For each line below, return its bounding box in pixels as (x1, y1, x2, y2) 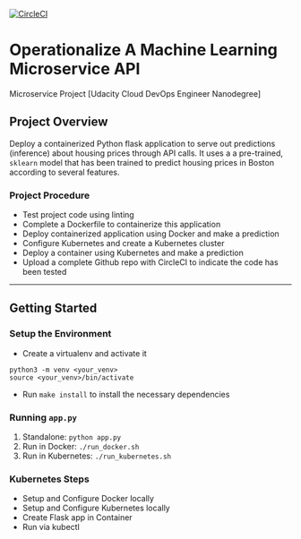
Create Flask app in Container (21, 512, 133, 523)
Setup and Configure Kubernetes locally (21, 502, 170, 514)
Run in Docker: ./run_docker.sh (21, 441, 140, 452)
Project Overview (9, 115, 108, 130)
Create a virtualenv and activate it (21, 347, 148, 358)
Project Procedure (9, 189, 90, 201)
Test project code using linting (21, 210, 134, 220)
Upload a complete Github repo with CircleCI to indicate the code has (21, 257, 279, 268)
